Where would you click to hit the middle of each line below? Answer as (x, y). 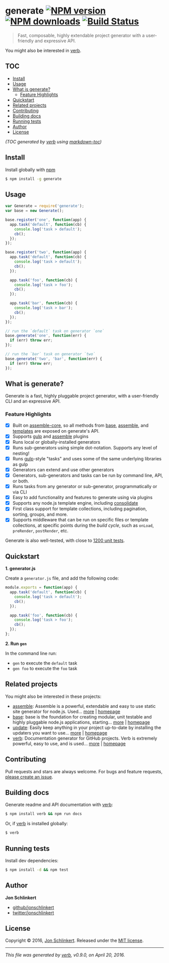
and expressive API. (56, 41)
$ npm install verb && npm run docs (44, 814)
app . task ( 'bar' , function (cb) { (44, 303)
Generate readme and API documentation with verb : (59, 805)
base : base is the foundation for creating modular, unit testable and (82, 716)
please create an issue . (29, 777)
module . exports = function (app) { (41, 588)
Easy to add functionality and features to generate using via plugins (82, 498)
